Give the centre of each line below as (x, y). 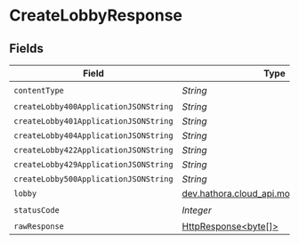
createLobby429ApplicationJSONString (93, 164)
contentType (39, 90)
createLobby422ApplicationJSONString (93, 150)
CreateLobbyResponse (96, 16)
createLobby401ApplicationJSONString (93, 121)
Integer (197, 210)
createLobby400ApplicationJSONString (93, 106)
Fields (27, 49)
